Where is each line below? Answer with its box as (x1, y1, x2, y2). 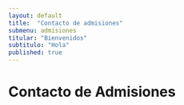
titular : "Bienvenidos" (8, 33, 88, 42)
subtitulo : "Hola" (8, 41, 70, 49)
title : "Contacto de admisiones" (8, 19, 124, 27)
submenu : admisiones (8, 26, 78, 34)
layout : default (8, 11, 62, 20)
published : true (8, 49, 62, 56)
